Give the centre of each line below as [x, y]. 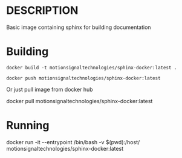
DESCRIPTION [42, 11]
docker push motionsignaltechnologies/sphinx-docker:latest [84, 78]
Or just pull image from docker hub [50, 89]
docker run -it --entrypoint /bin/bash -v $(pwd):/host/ [73, 142]
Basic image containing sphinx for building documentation [79, 27]
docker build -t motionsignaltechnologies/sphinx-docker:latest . [92, 68]
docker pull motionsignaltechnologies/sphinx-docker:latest [80, 101]
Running [28, 126]
